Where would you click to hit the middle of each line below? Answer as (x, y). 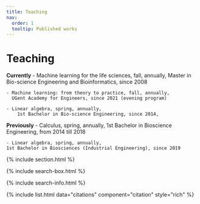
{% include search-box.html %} (46, 171)
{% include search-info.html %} (46, 183)
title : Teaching (27, 12)
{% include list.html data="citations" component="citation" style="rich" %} (100, 195)
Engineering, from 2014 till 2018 (46, 132)
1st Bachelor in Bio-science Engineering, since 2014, (88, 114)
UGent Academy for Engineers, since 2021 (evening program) (89, 98)
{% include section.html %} (41, 160)
